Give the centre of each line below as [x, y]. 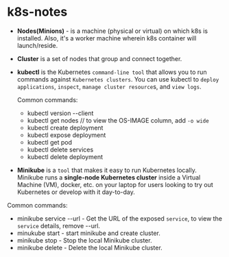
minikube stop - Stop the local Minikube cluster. [84, 240]
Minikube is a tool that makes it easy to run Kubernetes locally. [107, 170]
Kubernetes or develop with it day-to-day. [76, 192]
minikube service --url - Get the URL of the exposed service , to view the [120, 218]
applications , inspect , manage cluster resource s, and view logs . [109, 86]
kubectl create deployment [65, 127]
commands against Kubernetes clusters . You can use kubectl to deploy [118, 79]
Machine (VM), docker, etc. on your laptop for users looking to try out [115, 184]
